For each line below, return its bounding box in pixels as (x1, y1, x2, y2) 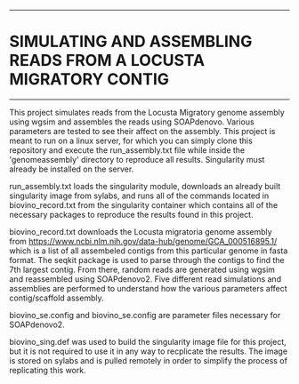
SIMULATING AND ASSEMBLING (9, 32, 253, 52)
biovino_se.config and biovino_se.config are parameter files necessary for (9, 309, 281, 320)
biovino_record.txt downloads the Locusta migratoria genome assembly (9, 226, 273, 236)
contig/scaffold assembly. (9, 292, 104, 303)
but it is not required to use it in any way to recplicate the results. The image (9, 346, 287, 356)
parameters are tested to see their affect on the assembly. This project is (9, 125, 276, 136)
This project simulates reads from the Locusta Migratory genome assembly (9, 107, 285, 117)
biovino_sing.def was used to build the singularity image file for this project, (9, 336, 287, 347)
